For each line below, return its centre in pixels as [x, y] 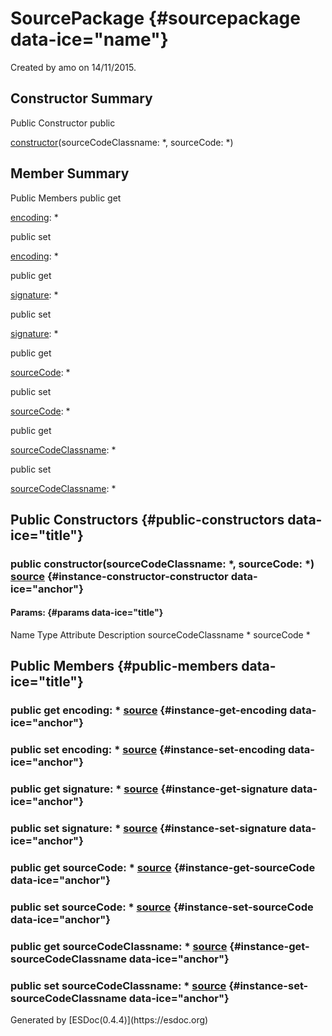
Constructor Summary [81, 98]
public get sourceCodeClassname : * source [119, 946]
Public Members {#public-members [124, 666]
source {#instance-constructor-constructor [119, 576]
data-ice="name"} [89, 39]
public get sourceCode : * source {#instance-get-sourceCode [163, 868]
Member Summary [70, 173]
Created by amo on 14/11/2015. [73, 67]
